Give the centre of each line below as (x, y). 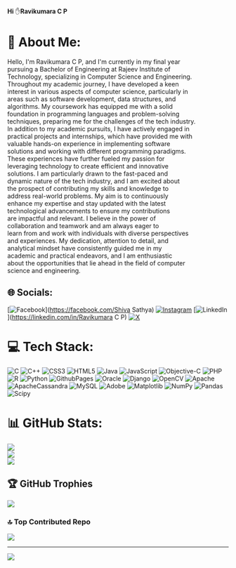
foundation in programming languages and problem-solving (93, 114)
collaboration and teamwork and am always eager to (83, 225)
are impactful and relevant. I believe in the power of (82, 218)
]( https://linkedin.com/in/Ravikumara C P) (67, 317)
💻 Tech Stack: (51, 346)
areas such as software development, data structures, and (92, 99)
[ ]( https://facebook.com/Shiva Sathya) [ (102, 310)
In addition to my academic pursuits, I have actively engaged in (98, 128)
